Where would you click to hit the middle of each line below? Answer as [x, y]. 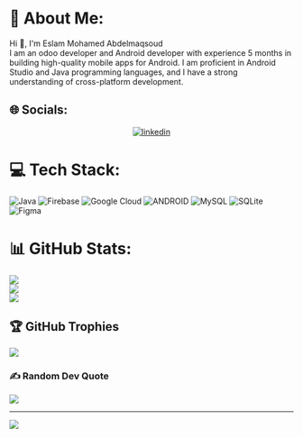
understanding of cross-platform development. [96, 81]
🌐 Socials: [39, 110]
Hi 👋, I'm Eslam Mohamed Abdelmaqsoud [87, 43]
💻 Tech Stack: [65, 169]
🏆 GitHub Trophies [64, 327]
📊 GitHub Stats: [71, 248]
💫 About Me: [57, 18]
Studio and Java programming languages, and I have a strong [124, 72]
